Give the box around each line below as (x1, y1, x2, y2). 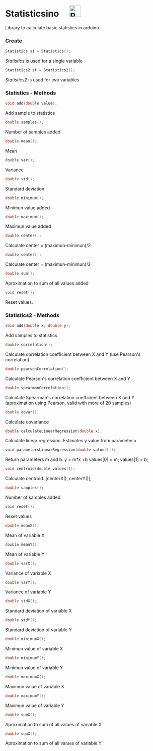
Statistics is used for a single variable (5, 58, 83, 64)
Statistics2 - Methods (5, 311, 59, 318)
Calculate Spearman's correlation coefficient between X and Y (5, 394, 135, 400)
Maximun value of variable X (5, 683, 64, 689)
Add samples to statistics (5, 333, 58, 339)
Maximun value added (5, 223, 51, 229)
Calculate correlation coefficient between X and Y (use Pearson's (5, 351, 141, 357)
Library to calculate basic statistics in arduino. (5, 24, 101, 30)
